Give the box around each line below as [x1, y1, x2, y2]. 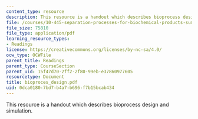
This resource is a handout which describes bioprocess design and [6, 101, 169, 108]
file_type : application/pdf [6, 30, 75, 36]
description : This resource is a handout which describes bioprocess [6, 14, 181, 20]
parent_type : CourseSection [6, 63, 75, 69]
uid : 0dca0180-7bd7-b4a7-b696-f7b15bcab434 [6, 85, 115, 91]
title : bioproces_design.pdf [6, 80, 78, 86]
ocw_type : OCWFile [6, 52, 51, 58]
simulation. [6, 107, 33, 114]
